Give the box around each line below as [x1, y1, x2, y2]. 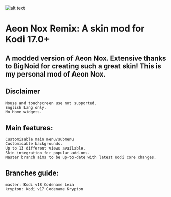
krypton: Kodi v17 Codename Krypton [5, 187, 83, 192]
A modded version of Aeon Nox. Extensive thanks [5, 54, 166, 62]
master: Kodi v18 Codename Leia [5, 182, 74, 187]
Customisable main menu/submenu [5, 137, 74, 142]
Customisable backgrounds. [5, 141, 63, 146]
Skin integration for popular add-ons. [5, 151, 90, 156]
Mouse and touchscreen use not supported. [5, 101, 97, 106]
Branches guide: [5, 168, 59, 177]
